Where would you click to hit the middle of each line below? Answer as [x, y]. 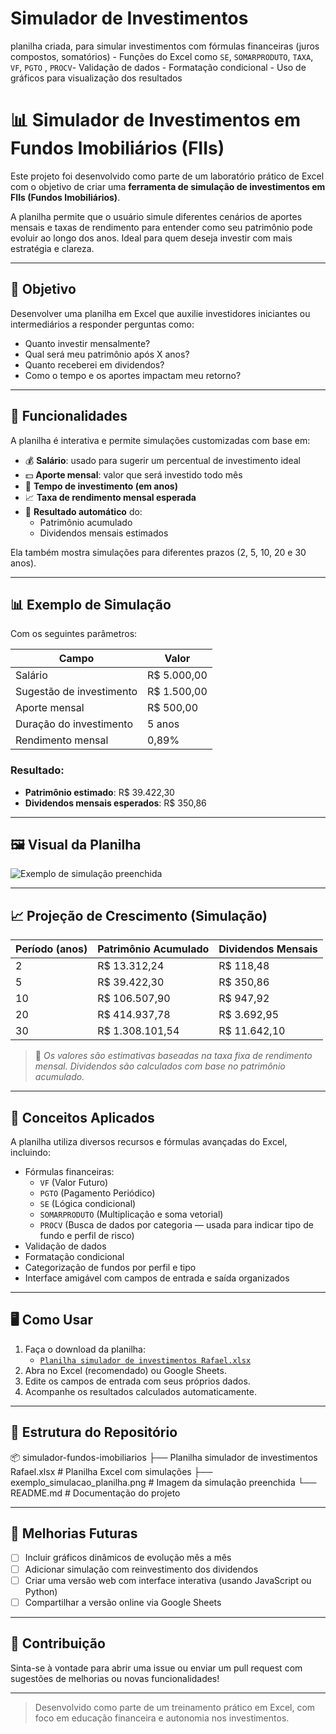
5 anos [163, 724]
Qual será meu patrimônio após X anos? [107, 354]
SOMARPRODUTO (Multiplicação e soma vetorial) [131, 1214]
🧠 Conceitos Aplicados [82, 1117]
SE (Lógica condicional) [88, 1204]
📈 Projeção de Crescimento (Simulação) [139, 915]
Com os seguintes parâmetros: [74, 634]
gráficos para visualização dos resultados [96, 78]
